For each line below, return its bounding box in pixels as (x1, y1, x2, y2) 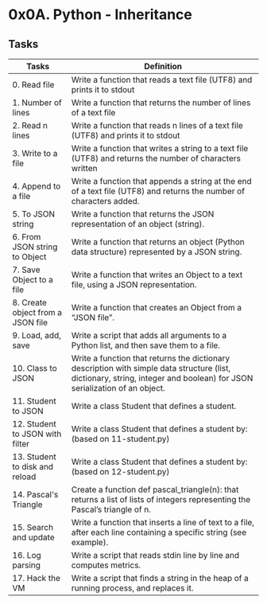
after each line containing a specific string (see (71, 527, 247, 538)
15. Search (12, 522, 54, 532)
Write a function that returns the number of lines (71, 97, 251, 108)
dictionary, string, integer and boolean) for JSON (71, 372, 253, 384)
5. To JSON (12, 208, 56, 220)
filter (12, 438, 30, 449)
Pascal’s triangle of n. (71, 504, 152, 515)
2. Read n (12, 120, 48, 131)
